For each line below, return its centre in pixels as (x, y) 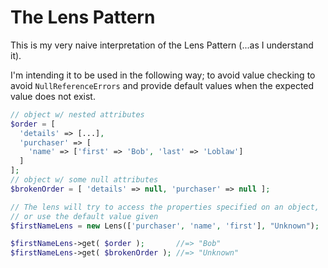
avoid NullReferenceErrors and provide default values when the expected (162, 85)
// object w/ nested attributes (77, 114)
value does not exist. (53, 96)
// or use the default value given (84, 216)
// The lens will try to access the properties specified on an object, (165, 207)
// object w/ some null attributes (84, 180)
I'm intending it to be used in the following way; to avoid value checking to (163, 75)
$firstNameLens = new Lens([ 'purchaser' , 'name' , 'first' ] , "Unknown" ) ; (165, 226)
